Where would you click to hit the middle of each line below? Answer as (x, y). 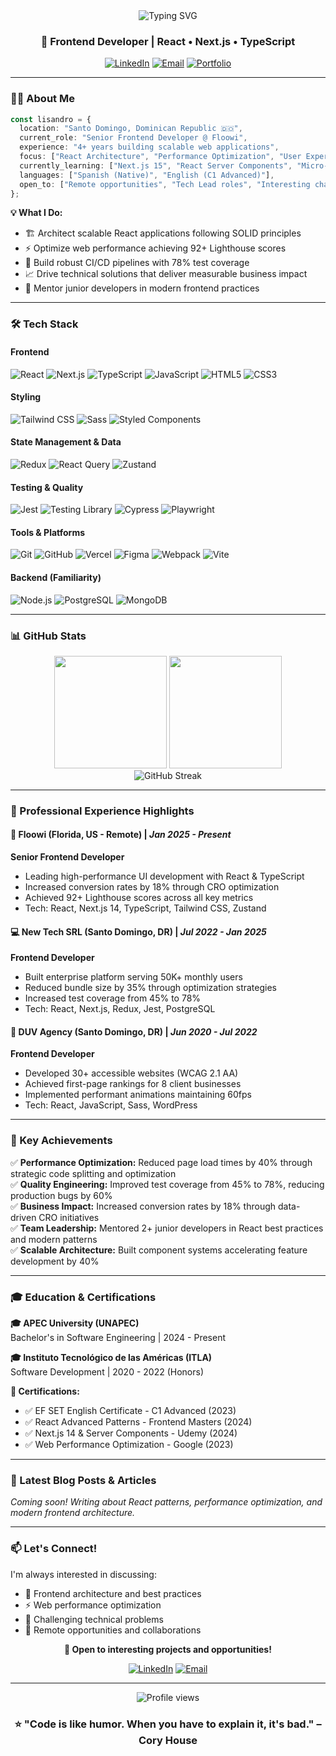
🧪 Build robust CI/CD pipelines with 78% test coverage (137, 263)
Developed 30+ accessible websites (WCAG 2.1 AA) (131, 1073)
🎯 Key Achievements (61, 1141)
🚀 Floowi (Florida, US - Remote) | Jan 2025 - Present (121, 835)
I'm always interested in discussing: (83, 1574)
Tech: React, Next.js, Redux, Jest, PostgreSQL (120, 1009)
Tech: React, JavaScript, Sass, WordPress (111, 1105)
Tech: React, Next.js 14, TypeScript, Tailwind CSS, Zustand (145, 908)
